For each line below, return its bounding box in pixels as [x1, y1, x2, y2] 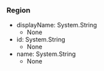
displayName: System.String [16, 21, 97, 29]
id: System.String [16, 35, 66, 44]
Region [6, 5, 31, 15]
